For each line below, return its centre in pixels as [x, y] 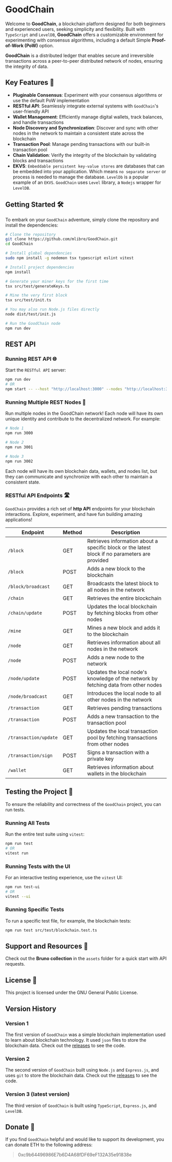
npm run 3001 [19, 447]
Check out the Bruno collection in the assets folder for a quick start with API [86, 958]
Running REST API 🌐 [31, 359]
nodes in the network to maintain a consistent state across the [78, 133]
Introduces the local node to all [124, 693]
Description [126, 532]
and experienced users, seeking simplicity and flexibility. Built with [75, 29]
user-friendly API [31, 111]
